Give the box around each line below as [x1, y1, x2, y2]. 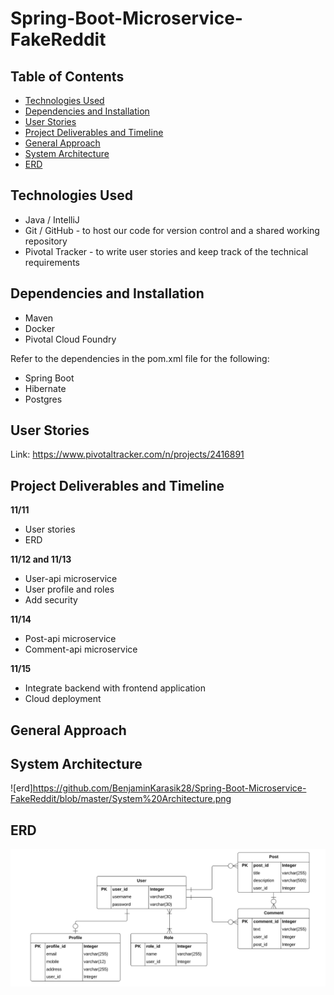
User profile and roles [24, 583, 115, 596]
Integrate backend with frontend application [24, 682, 206, 694]
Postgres [24, 393, 63, 405]
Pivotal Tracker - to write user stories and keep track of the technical [24, 245, 309, 257]
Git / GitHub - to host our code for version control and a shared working [24, 224, 320, 236]
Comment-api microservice [24, 643, 138, 656]
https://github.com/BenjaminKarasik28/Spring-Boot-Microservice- [32, 782, 307, 794]
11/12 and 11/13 [10, 553, 72, 566]
